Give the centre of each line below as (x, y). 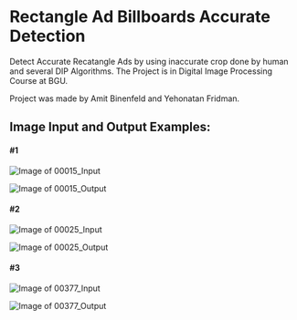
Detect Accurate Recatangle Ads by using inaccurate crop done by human (149, 61)
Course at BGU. (39, 80)
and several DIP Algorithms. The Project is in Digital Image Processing (141, 71)
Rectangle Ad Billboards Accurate (140, 17)
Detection (48, 36)
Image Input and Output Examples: (110, 127)
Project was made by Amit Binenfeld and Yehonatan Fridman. (125, 98)
